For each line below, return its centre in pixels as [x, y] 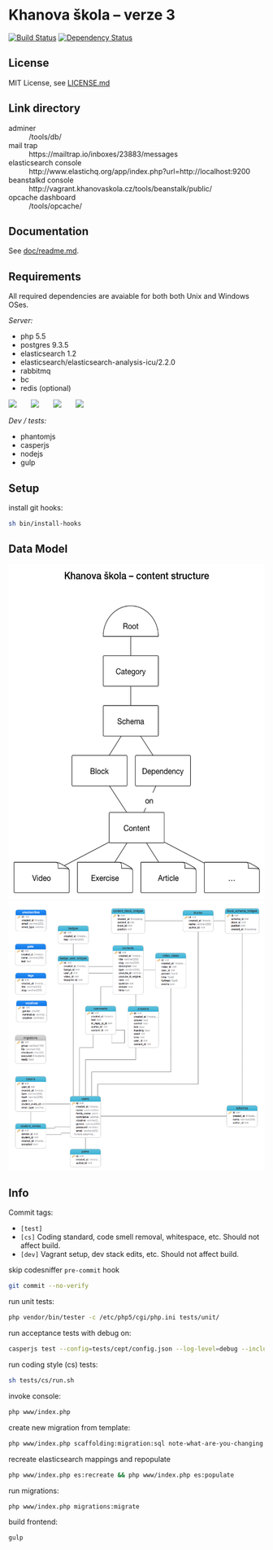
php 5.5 [33, 336]
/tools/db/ [45, 137]
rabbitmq [35, 371]
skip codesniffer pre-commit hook [64, 1270]
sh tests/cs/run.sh [41, 1381]
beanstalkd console [41, 180]
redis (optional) [45, 388]
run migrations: [34, 1491]
